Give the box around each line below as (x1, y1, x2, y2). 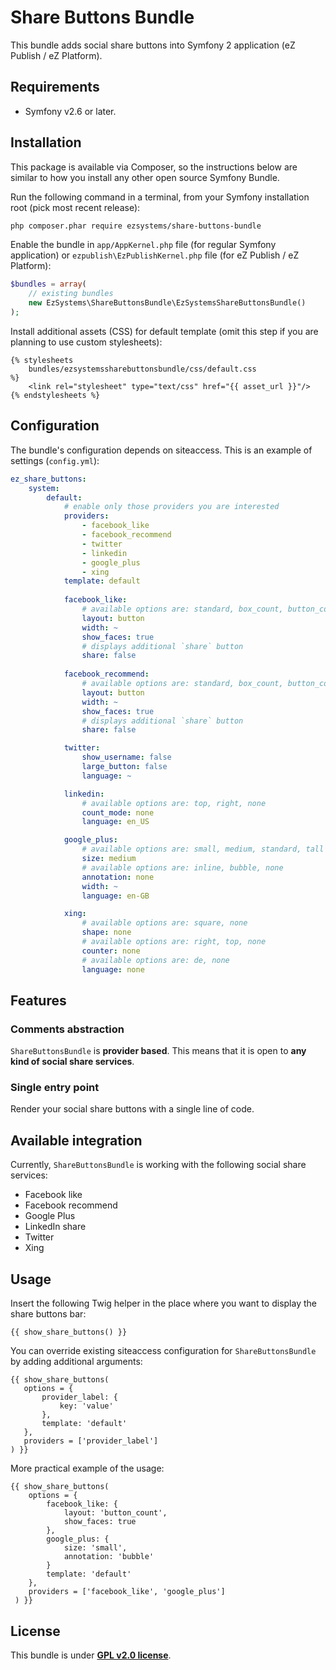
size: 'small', (63, 1543, 128, 1553)
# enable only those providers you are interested (63, 502, 280, 512)
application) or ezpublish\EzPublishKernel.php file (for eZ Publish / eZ (10, 249, 300, 261)
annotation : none (81, 872, 155, 882)
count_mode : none (81, 807, 155, 818)
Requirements (10, 79, 100, 96)
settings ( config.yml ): (10, 454, 100, 466)
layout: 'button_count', (63, 1508, 168, 1518)
